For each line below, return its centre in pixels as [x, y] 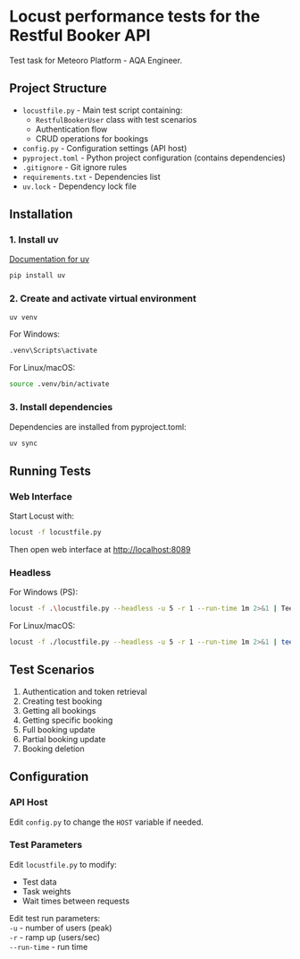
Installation [41, 214]
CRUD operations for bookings [92, 138]
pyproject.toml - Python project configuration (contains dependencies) [154, 158]
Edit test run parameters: [55, 918]
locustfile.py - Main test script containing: [102, 110]
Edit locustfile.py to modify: [63, 864]
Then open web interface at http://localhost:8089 [100, 549]
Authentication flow [71, 129]
